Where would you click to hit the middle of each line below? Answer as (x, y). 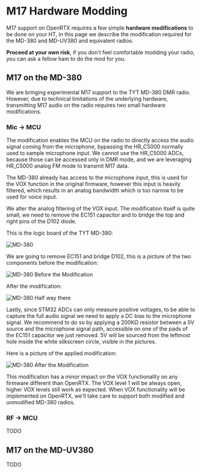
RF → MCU (22, 417)
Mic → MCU (23, 127)
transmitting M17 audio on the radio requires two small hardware (86, 105)
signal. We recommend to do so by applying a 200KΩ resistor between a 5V (100, 322)
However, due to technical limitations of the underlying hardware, (87, 98)
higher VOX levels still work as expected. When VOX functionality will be (96, 390)
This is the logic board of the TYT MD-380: (60, 233)
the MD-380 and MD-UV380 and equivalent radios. (70, 40)
